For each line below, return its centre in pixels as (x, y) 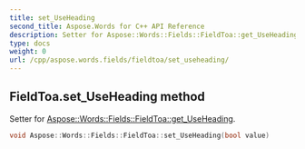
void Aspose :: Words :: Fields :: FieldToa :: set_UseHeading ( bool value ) (140, 135)
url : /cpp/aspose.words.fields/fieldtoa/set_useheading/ (119, 60)
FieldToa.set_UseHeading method (108, 97)
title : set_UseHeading (52, 18)
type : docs (30, 43)
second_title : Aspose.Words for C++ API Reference (107, 26)
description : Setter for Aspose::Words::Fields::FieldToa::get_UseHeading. (156, 35)
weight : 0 (28, 52)
